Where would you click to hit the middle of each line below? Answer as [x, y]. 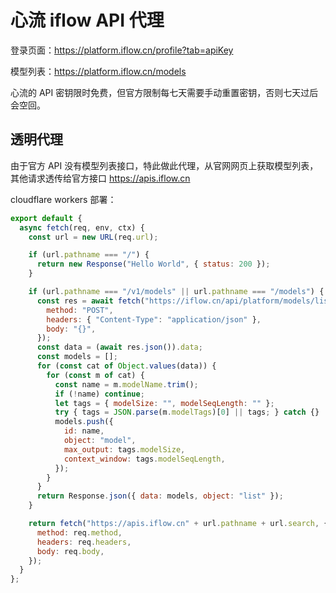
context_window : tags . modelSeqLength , [144, 459]
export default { [46, 218]
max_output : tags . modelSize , [124, 449]
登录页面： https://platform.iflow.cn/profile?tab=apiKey [122, 50]
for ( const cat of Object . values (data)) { [126, 366]
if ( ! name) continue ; [99, 394]
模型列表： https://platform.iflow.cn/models [98, 71]
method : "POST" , [80, 310]
